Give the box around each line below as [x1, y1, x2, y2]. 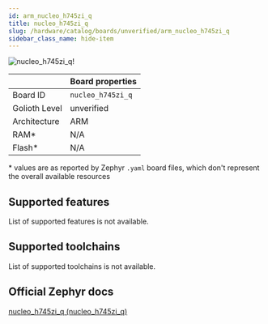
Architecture [12, 116, 60, 127]
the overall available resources [8, 172, 111, 181]
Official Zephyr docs [8, 285, 114, 299]
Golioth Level [12, 103, 62, 114]
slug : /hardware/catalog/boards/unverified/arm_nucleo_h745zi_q [8, 27, 230, 35]
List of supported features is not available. [8, 216, 149, 227]
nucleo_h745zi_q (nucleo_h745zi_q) [8, 306, 128, 316]
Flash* [12, 143, 39, 154]
